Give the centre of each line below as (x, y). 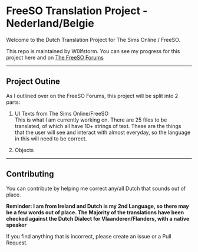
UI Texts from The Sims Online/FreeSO (62, 113)
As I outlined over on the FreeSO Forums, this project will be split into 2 (92, 96)
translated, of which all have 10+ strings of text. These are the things (98, 126)
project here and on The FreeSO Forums (55, 57)
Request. (17, 243)
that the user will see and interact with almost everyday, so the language (103, 132)
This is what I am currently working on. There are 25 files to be (91, 120)
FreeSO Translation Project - (77, 11)
